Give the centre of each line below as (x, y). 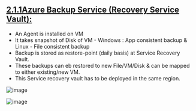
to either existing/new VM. (47, 72)
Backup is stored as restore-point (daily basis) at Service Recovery (97, 53)
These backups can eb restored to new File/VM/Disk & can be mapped (102, 65)
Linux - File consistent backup (52, 46)
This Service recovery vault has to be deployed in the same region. (98, 78)
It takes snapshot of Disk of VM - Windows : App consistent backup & (101, 40)
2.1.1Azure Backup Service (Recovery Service (93, 10)
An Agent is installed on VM (49, 34)
